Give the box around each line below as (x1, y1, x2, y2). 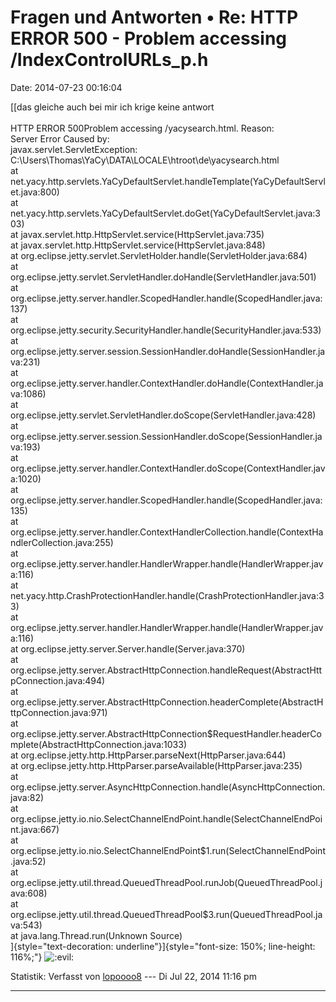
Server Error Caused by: (10, 132, 110, 145)
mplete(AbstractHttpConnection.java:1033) (10, 738, 188, 750)
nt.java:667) (10, 823, 60, 835)
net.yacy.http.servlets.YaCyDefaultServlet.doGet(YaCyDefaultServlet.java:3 (10, 207, 321, 219)
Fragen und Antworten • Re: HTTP (10, 6, 299, 29)
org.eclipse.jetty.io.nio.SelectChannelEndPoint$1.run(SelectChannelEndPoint (10, 844, 326, 856)
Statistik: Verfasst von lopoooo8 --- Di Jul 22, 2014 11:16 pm (10, 970, 257, 982)
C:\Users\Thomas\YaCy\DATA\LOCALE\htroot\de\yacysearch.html (10, 154, 280, 166)
